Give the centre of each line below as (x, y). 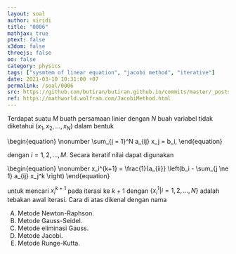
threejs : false (29, 53)
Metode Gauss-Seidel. (50, 221)
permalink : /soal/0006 (40, 86)
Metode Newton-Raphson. (56, 213)
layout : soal (26, 14)
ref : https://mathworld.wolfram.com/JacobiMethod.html (89, 99)
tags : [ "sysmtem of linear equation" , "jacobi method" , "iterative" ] (111, 72)
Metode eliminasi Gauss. (53, 228)
